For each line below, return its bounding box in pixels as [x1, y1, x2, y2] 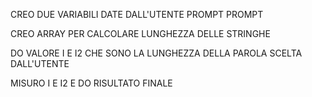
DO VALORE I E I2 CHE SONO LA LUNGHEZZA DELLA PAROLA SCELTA [10, 47, 303, 59]
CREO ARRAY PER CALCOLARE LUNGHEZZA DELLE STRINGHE [10, 28, 271, 39]
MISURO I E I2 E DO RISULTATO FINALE [10, 77, 173, 89]
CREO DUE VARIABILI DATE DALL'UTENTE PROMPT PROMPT [10, 9, 264, 20]
